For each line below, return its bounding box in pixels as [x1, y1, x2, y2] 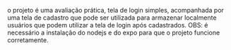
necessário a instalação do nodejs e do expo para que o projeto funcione [7, 28, 220, 37]
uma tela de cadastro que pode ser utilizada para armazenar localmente [7, 13, 217, 22]
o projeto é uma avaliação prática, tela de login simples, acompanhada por [7, 6, 225, 14]
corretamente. [7, 36, 49, 44]
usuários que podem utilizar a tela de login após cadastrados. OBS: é [7, 21, 208, 29]
